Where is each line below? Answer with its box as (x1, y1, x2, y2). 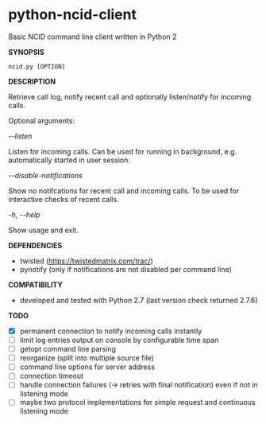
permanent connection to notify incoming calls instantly (19, 326, 202, 336)
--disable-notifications (8, 170, 83, 180)
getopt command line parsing (19, 344, 117, 354)
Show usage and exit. (8, 225, 79, 235)
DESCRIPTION (8, 76, 56, 86)
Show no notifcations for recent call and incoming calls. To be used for (8, 185, 240, 196)
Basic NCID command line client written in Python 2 (8, 32, 177, 41)
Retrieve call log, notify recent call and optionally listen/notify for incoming (8, 91, 252, 101)
